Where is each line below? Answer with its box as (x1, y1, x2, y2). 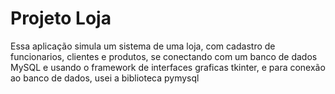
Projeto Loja (10, 7, 112, 30)
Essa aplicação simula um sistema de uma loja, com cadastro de (10, 40, 276, 52)
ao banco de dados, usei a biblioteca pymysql (10, 72, 200, 84)
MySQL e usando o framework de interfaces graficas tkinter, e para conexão (10, 61, 326, 73)
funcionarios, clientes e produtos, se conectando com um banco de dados (10, 50, 318, 62)
